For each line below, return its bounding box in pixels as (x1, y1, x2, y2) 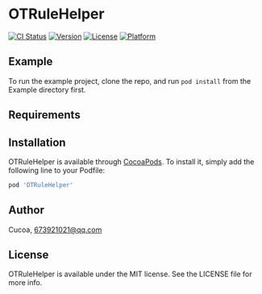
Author (8, 203, 44, 217)
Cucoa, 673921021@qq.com (8, 225, 102, 234)
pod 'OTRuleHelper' (8, 180, 74, 189)
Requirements (8, 108, 81, 122)
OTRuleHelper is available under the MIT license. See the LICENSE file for (8, 269, 252, 279)
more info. (8, 278, 43, 288)
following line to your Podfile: (8, 165, 106, 175)
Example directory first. (8, 85, 86, 94)
